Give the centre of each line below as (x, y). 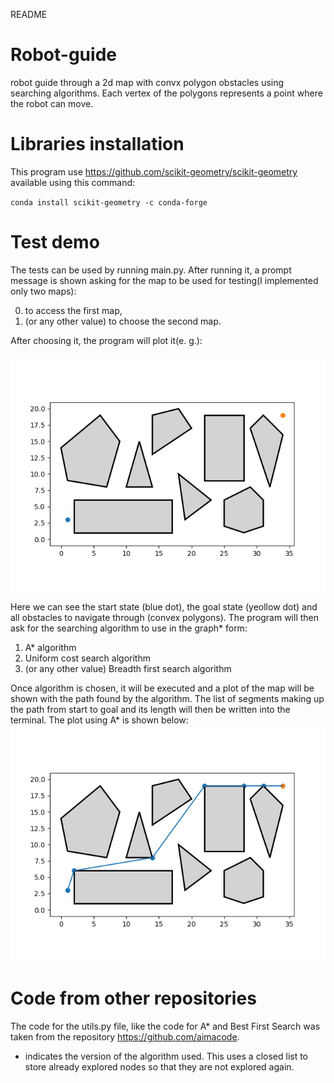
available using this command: (73, 182)
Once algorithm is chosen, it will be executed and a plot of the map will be (162, 688)
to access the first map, (73, 310)
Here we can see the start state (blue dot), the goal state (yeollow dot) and (164, 606)
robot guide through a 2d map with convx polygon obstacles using (147, 82)
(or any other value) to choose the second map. (123, 321)
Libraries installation (97, 144)
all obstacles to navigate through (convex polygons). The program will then (165, 617)
